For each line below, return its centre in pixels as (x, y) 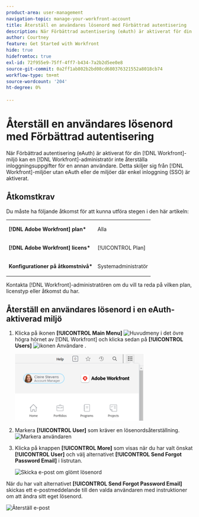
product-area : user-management (45, 12)
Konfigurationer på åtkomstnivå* (51, 266)
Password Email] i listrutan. (49, 461)
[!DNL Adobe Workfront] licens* (49, 248)
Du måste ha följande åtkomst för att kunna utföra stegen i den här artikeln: (98, 211)
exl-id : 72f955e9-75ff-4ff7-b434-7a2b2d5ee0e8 (65, 62)
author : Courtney (28, 38)
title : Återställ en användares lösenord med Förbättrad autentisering (96, 25)
